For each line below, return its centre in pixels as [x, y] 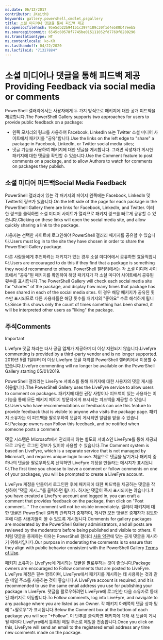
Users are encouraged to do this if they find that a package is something [82, 263]
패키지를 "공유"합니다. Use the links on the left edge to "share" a [91, 138]
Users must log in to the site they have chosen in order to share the [77, 242]
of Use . [12, 553]
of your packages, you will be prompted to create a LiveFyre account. [74, 474]
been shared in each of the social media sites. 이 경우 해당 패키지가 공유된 [77, 293]
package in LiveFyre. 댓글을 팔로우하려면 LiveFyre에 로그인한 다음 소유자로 [77, 591]
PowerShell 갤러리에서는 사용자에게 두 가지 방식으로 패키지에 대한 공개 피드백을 [80, 111]
